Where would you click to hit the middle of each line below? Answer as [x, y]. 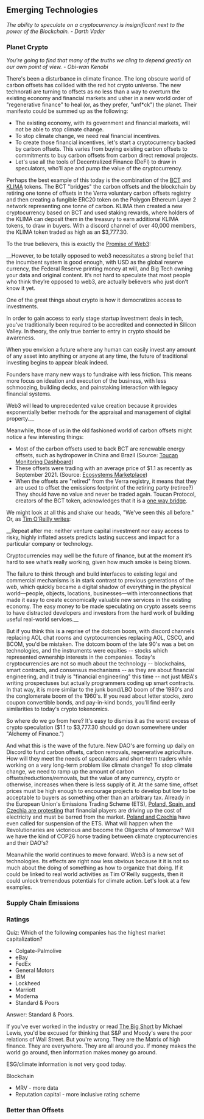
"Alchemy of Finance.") [35, 734]
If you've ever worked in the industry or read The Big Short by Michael [94, 1027]
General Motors [35, 971]
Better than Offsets [35, 1110]
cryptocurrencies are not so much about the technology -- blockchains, [96, 664]
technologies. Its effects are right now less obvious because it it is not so [98, 861]
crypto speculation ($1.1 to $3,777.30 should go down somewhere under [97, 727]
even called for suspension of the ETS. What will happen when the [90, 824]
